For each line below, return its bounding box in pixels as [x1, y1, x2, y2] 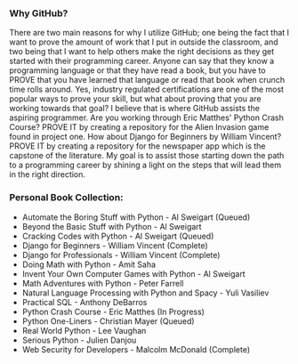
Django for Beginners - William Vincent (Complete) [21, 239, 209, 251]
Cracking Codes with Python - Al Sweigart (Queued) [21, 231, 214, 241]
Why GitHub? [9, 7, 68, 20]
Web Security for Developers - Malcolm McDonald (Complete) [21, 344, 251, 354]
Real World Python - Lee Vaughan [21, 325, 147, 336]
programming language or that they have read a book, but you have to [9, 65, 266, 76]
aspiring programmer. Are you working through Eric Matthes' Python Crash [9, 112, 285, 123]
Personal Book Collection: [9, 191, 124, 204]
